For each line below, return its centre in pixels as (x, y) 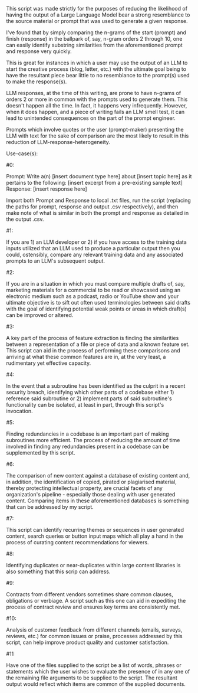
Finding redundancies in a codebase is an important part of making (88, 434)
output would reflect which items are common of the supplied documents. (96, 684)
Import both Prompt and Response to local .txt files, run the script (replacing (98, 200)
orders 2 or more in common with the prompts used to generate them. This (97, 99)
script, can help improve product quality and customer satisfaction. (88, 642)
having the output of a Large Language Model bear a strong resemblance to (98, 15)
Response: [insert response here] (47, 189)
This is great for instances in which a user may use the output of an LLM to (97, 63)
